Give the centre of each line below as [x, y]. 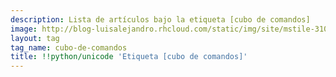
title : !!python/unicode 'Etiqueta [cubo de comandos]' [129, 57]
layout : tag [35, 38]
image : [24, 29]
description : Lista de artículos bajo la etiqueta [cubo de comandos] [160, 19]
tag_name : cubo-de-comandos [69, 47]
